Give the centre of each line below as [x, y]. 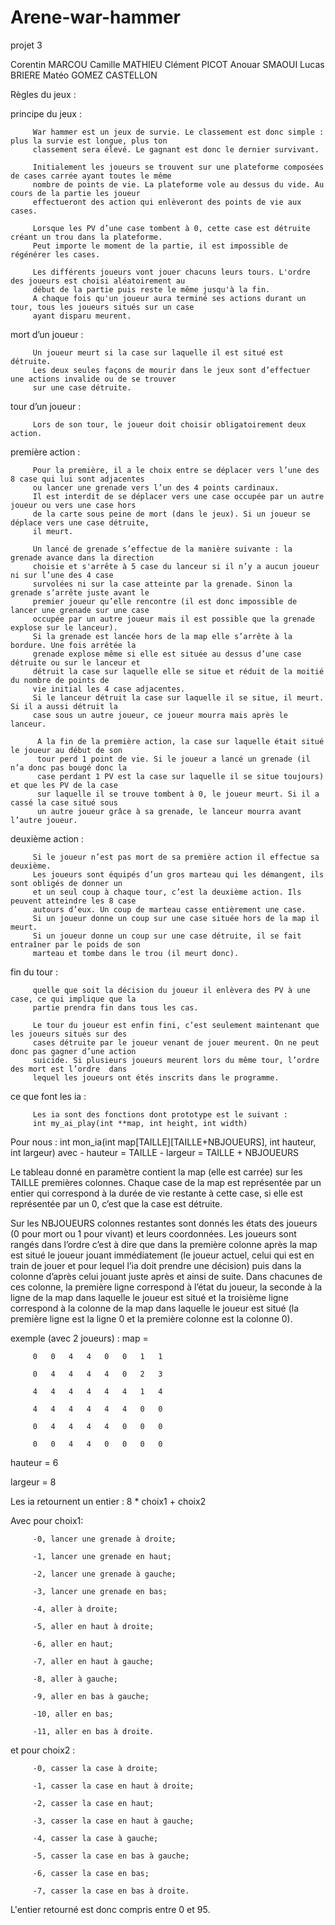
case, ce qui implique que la [73, 999]
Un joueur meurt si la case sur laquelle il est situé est [158, 352]
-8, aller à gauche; [75, 1679]
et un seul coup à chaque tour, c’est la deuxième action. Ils [167, 892]
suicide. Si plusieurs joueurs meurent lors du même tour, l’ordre [176, 1060]
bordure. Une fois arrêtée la [73, 645]
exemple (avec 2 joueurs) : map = [79, 1338]
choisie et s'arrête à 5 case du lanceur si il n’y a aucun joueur [176, 566]
